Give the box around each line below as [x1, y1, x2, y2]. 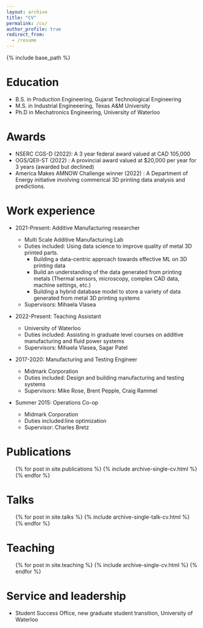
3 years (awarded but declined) [15, 163, 94, 170]
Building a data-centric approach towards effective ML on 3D [33, 255, 188, 262]
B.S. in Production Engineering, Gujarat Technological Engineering [15, 95, 182, 103]
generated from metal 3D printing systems [33, 294, 140, 301]
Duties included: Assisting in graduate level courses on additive [24, 331, 184, 338]
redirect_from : [6, 32, 45, 38]
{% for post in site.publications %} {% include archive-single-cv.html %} [15, 465, 198, 472]
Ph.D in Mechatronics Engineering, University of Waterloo [15, 108, 160, 116]
